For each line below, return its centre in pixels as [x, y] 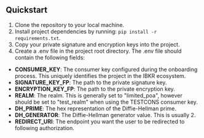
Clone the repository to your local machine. [69, 25]
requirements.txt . [37, 38]
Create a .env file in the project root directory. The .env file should [98, 51]
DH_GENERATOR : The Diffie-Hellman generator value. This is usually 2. [105, 115]
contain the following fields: [50, 57]
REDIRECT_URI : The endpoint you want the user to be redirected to [100, 121]
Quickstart [27, 10]
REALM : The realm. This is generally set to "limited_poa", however [98, 95]
